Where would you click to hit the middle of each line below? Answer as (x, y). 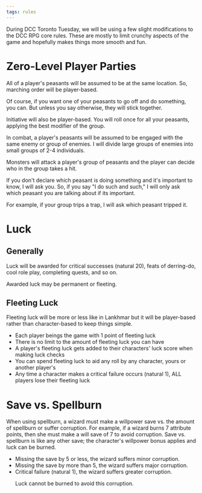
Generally (25, 251)
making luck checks (40, 355)
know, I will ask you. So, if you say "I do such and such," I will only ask (93, 186)
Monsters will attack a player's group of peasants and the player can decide (100, 162)
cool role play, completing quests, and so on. (62, 272)
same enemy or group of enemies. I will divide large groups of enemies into (100, 144)
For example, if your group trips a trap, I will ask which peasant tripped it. (97, 205)
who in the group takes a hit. (42, 168)
